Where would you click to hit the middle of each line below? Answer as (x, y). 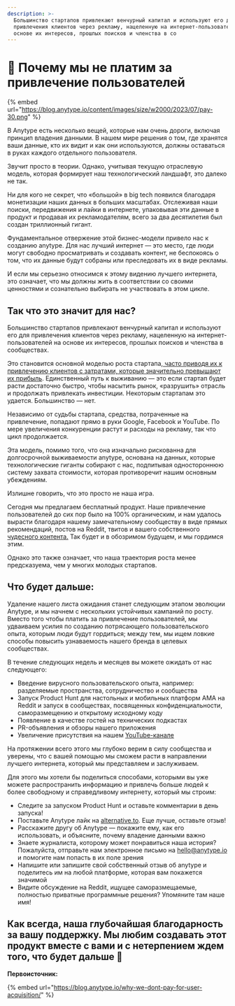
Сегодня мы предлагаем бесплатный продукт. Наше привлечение (107, 507)
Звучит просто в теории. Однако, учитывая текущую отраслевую (105, 167)
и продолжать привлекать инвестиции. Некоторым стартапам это (106, 393)
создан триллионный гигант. (50, 225)
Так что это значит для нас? (72, 311)
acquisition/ (24, 995)
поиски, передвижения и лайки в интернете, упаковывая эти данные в (113, 210)
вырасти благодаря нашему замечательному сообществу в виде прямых (117, 522)
